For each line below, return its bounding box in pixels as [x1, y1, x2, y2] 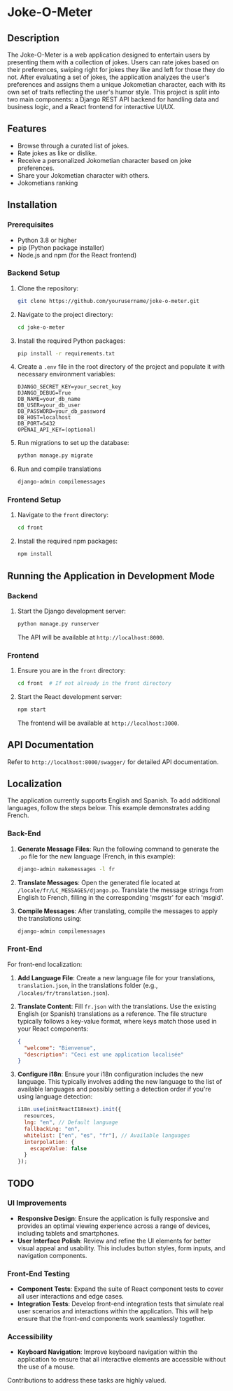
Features [7, 123, 47, 135]
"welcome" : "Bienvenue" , [24, 1044, 97, 1052]
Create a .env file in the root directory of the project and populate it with [17, 362, 225, 371]
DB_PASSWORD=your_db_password [17, 408, 106, 415]
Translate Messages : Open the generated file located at [17, 878, 181, 887]
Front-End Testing [7, 1269, 70, 1278]
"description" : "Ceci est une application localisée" [24, 1051, 184, 1058]
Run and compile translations [17, 465, 101, 473]
